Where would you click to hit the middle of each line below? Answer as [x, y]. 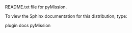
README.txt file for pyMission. [36, 7]
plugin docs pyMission [28, 25]
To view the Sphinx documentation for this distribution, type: [66, 16]
